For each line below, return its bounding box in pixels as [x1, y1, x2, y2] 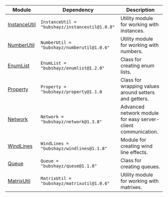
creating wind [120, 143, 153, 149]
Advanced [120, 103, 145, 110]
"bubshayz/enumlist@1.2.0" [40, 65, 105, 71]
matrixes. [120, 184, 142, 191]
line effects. [120, 149, 148, 156]
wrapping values [120, 83, 160, 89]
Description [126, 6, 155, 13]
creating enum [120, 62, 155, 69]
